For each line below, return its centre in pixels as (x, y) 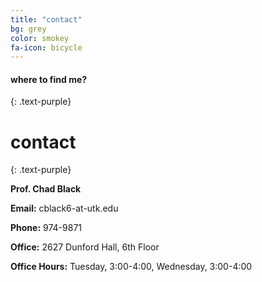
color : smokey (40, 38)
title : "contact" (46, 19)
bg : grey (28, 29)
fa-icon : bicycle (46, 47)
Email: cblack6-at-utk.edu (64, 208)
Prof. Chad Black (46, 189)
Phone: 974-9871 (46, 228)
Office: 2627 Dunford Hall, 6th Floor (85, 247)
